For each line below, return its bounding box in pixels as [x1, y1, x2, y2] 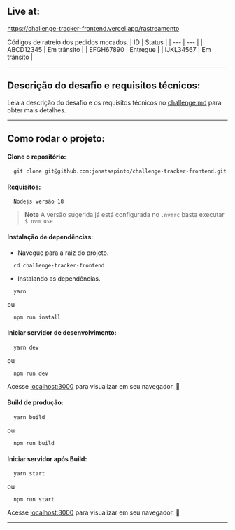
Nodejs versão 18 [13, 198, 64, 206]
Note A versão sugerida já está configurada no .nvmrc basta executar [24, 211, 225, 219]
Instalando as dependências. [17, 274, 101, 283]
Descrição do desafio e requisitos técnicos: [7, 80, 201, 92]
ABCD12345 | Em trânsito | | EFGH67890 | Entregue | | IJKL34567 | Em [7, 45, 211, 53]
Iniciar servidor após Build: [7, 454, 87, 463]
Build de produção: [7, 398, 64, 406]
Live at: [7, 6, 41, 18]
